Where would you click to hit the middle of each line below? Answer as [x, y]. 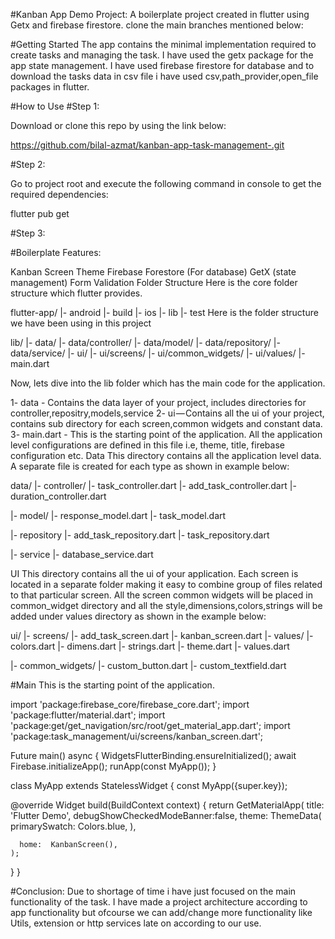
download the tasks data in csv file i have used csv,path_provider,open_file [164, 76]
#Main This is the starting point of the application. [112, 685]
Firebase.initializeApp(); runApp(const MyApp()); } [113, 766]
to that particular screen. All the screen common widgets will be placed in [161, 595]
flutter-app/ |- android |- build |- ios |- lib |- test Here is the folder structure [164, 312]
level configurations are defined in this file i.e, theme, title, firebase [147, 445]
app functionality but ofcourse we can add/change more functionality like [161, 912]
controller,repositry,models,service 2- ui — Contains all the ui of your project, [167, 413]
